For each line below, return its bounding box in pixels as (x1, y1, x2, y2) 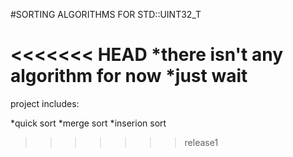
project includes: (10, 97, 80, 109)
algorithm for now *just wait (10, 65, 248, 88)
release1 (184, 136, 219, 148)
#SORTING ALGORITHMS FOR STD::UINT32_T (10, 9, 202, 20)
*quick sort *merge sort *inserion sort (10, 117, 167, 129)
